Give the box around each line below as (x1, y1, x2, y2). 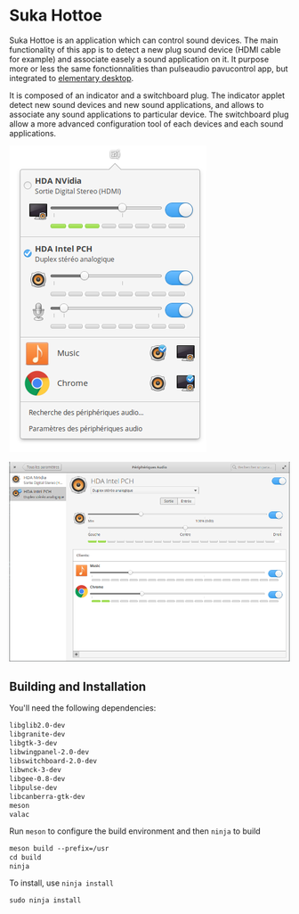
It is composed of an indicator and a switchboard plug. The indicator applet (9, 90, 286, 101)
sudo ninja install (9, 896, 82, 905)
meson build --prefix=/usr (9, 844, 109, 853)
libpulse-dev (9, 784, 58, 793)
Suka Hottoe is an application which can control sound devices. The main (9, 35, 279, 45)
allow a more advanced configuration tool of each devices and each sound (9, 118, 284, 129)
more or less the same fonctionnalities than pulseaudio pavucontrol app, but (9, 63, 288, 74)
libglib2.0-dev (9, 721, 66, 730)
